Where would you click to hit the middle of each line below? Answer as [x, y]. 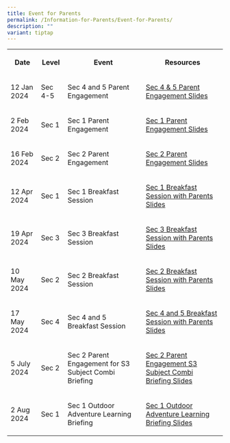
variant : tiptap [30, 33]
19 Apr [22, 233]
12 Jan [22, 88]
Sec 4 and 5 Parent [99, 88]
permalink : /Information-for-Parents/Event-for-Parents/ [90, 20]
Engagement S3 [171, 364]
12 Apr [22, 192]
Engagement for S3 [99, 364]
